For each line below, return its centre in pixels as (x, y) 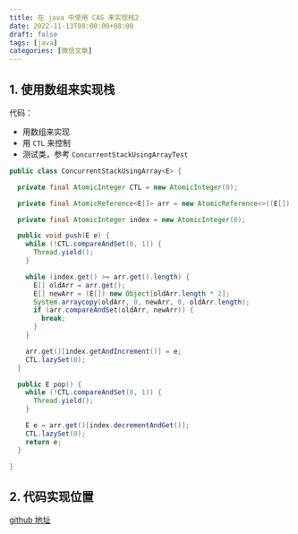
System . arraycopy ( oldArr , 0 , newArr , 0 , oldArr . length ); (141, 302)
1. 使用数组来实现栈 (62, 89)
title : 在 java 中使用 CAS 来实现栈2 (74, 17)
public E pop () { (50, 384)
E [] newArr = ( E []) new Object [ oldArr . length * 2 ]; (131, 293)
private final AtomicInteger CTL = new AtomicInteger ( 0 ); (128, 187)
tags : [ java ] (34, 43)
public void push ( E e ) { (64, 236)
